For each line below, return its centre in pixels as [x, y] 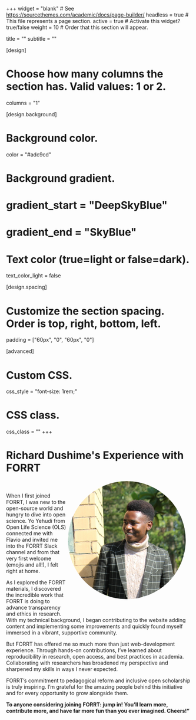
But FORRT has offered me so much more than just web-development [91, 644]
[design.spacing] [26, 287]
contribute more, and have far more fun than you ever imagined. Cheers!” [98, 711]
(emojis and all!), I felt [32, 565]
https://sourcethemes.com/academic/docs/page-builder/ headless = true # [97, 15]
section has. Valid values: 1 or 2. [86, 86]
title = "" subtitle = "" [31, 39]
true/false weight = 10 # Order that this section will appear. [77, 27]
